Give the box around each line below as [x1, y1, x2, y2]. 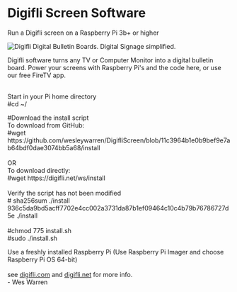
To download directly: [7, 166, 71, 174]
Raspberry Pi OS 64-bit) [7, 255, 78, 264]
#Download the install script [7, 113, 89, 122]
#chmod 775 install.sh [7, 226, 72, 235]
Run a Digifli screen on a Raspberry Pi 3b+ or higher [7, 28, 159, 37]
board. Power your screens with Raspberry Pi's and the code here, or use [7, 63, 221, 72]
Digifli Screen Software [7, 5, 146, 21]
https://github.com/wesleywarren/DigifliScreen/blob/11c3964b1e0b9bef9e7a [7, 136, 231, 145]
